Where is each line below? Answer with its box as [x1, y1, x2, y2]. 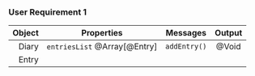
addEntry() [164, 42, 207, 51]
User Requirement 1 [8, 6, 87, 18]
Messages [165, 27, 206, 39]
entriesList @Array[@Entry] [46, 41, 158, 53]
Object [12, 27, 39, 39]
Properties [81, 27, 123, 39]
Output [214, 27, 243, 39]
